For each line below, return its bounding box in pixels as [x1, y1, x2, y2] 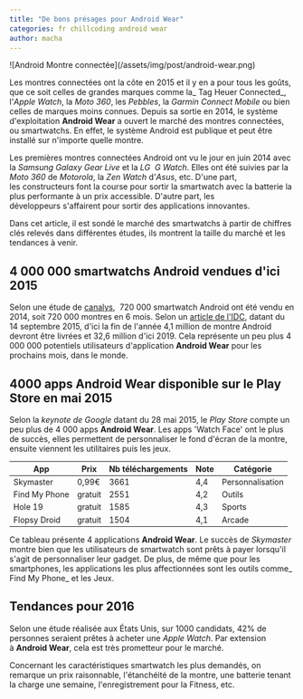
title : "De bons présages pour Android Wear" [9, 14, 184, 24]
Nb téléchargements [109, 463, 188, 474]
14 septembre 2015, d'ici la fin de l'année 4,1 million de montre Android [9, 321, 272, 332]
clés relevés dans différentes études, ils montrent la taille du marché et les [9, 227, 287, 239]
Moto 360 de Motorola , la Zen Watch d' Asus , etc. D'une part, [9, 172, 238, 183]
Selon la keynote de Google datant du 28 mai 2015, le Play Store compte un [9, 415, 290, 425]
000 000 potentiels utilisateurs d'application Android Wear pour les [9, 340, 262, 351]
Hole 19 [13, 502, 43, 512]
